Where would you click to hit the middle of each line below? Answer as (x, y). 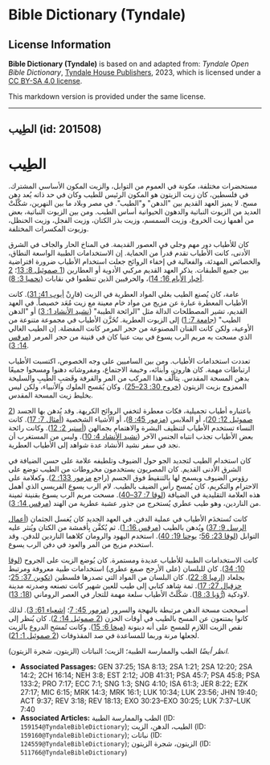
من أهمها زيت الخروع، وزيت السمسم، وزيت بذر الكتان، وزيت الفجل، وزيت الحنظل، (131, 220)
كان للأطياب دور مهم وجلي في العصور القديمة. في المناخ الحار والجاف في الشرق (129, 245)
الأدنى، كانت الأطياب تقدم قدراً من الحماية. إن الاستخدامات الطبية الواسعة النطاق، (129, 253)
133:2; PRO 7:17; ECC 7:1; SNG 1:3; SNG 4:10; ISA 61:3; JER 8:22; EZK (134, 684)
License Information (59, 45)
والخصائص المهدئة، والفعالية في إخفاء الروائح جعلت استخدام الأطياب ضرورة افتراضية (135, 261)
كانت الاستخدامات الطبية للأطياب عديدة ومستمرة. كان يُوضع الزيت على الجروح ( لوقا (133, 560)
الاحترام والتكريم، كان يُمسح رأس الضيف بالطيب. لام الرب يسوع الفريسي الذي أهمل (133, 486)
